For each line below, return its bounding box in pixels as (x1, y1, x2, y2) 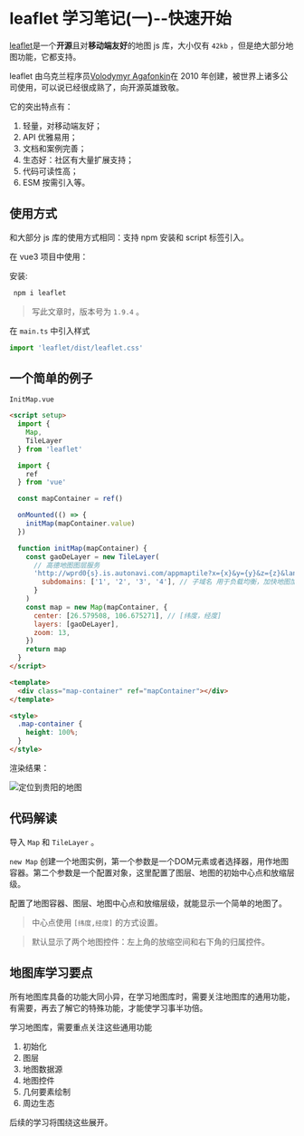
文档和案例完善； (22, 142, 87, 154)
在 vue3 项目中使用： (9, 251, 89, 262)
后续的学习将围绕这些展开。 (9, 1116, 113, 1128)
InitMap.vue (9, 395, 54, 404)
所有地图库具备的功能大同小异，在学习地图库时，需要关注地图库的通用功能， (9, 991, 295, 1002)
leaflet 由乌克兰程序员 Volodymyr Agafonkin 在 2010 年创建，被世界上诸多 (9, 70, 280, 82)
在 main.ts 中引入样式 (9, 325, 90, 336)
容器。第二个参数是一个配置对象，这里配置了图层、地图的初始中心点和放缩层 (9, 867, 295, 878)
